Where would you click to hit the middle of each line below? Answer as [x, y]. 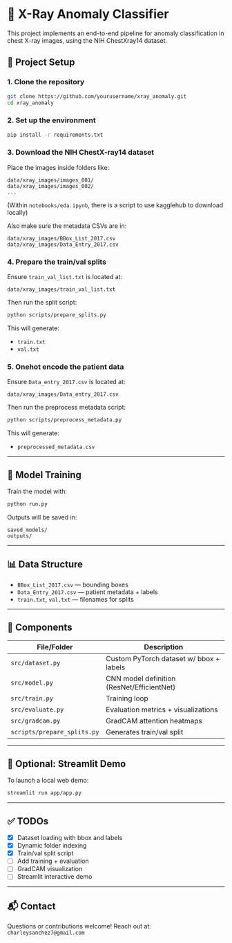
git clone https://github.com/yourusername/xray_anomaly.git [97, 96]
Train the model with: [37, 491]
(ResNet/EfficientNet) [141, 687]
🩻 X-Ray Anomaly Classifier [88, 14]
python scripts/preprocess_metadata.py [65, 420]
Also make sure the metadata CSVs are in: [67, 226]
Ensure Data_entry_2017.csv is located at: [66, 382]
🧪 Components [40, 628]
